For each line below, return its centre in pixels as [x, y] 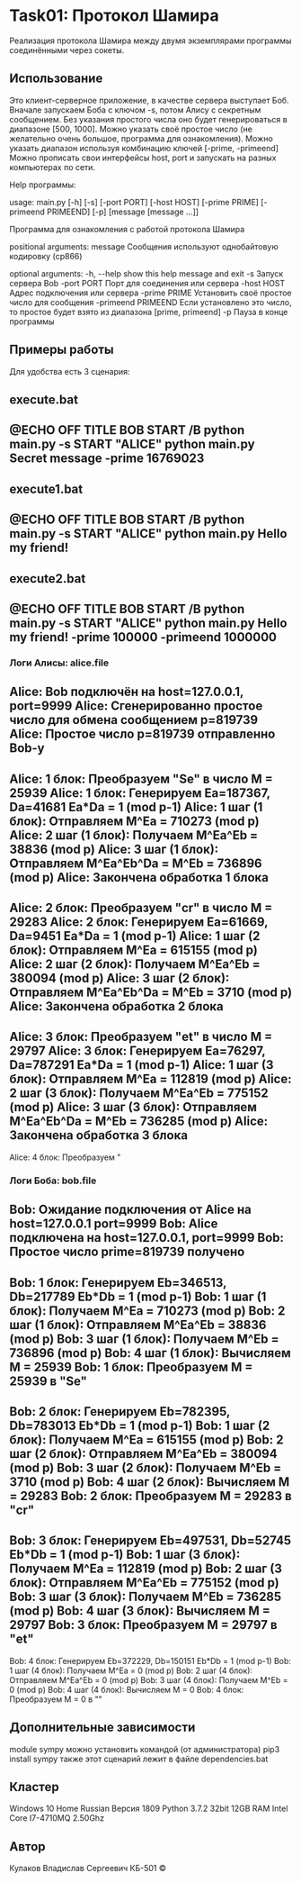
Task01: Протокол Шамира [114, 16]
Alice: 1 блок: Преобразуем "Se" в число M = [142, 778]
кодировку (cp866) [46, 256]
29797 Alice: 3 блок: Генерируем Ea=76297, [137, 1051]
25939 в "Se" [49, 1381]
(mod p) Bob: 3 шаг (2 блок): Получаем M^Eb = [146, 1467]
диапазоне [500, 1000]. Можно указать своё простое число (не [131, 129]
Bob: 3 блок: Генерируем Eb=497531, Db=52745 [150, 1541]
